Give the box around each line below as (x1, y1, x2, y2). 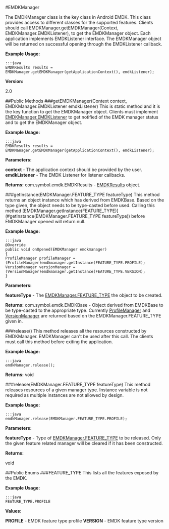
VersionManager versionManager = (5, 265, 76, 270)
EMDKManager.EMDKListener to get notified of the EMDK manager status (5, 114, 159, 120)
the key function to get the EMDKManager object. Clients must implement (5, 109, 158, 114)
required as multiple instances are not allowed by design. (5, 392, 124, 398)
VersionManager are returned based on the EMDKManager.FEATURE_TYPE (5, 313, 161, 318)
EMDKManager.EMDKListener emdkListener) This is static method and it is (5, 103, 160, 109)
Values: (5, 508, 22, 514)
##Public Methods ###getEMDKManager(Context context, (5, 98, 127, 104)
